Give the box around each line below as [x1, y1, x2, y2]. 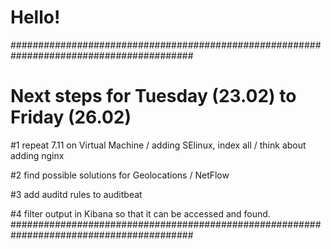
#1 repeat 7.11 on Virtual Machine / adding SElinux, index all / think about [10, 139, 307, 151]
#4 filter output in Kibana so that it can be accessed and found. [10, 207, 271, 220]
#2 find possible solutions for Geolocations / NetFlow [10, 169, 230, 181]
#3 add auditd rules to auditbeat [10, 188, 143, 200]
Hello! [10, 6, 61, 29]
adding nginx [10, 149, 65, 161]
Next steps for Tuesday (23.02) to [10, 85, 297, 108]
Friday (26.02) [10, 106, 132, 129]
